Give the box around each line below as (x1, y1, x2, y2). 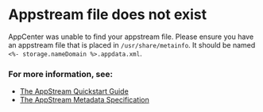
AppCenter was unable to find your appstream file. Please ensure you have (8, 32, 254, 41)
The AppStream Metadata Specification (19, 95, 149, 105)
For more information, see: (8, 68, 114, 79)
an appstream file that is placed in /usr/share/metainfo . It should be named (8, 40, 256, 49)
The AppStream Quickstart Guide (19, 87, 129, 96)
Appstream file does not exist (8, 6, 207, 24)
